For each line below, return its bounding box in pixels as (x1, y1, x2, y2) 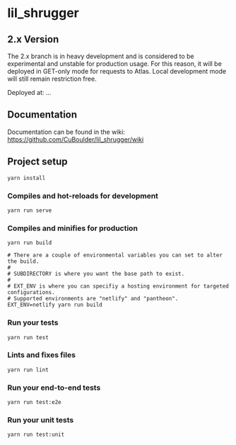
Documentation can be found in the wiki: (7, 128, 126, 136)
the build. (7, 258, 40, 265)
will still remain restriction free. (7, 74, 97, 83)
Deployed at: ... (7, 89, 52, 96)
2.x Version (7, 33, 59, 45)
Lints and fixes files (7, 350, 76, 360)
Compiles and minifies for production (7, 223, 138, 233)
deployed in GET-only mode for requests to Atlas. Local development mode (7, 67, 227, 75)
